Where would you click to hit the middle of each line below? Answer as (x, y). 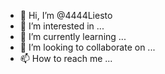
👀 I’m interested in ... (62, 26)
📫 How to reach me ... (66, 58)
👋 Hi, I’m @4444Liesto (66, 15)
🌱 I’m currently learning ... (73, 36)
